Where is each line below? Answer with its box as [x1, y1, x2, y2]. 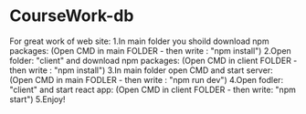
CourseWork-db [9, 5, 134, 26]
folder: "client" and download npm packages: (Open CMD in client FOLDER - [9, 55, 298, 66]
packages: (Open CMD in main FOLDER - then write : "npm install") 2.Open [9, 45, 292, 56]
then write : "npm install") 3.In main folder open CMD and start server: [9, 65, 273, 76]
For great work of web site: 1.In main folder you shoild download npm [9, 36, 269, 47]
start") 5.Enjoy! [9, 93, 66, 105]
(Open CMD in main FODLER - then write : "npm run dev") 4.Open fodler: [9, 74, 284, 85]
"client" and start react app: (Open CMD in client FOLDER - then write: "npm [9, 84, 297, 95]
